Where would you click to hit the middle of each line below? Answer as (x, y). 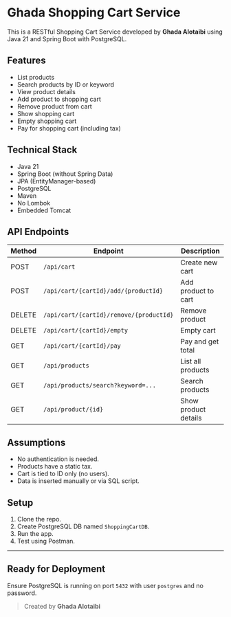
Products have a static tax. (55, 467)
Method (24, 251)
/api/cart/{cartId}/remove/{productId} (109, 315)
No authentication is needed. (58, 459)
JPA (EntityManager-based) (56, 181)
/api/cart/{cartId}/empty (86, 330)
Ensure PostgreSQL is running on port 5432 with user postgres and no (106, 585)
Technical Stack (42, 150)
